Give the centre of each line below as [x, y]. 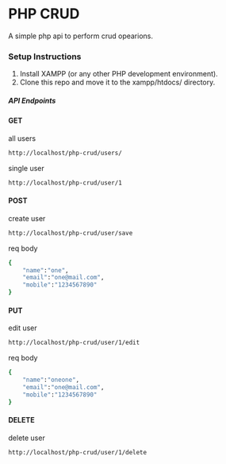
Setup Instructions [45, 57]
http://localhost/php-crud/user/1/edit [74, 343]
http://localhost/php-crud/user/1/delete [78, 452]
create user [27, 218]
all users [22, 138]
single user [27, 168]
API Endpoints [32, 100]
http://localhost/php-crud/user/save [71, 233]
